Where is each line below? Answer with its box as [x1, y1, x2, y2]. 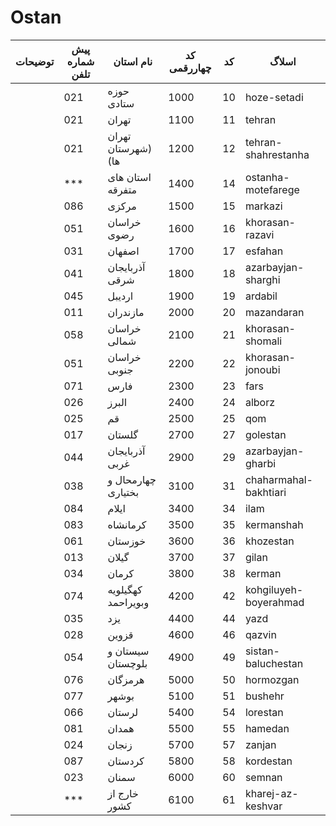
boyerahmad [244, 595, 305, 609]
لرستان [107, 705, 139, 719]
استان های [107, 170, 152, 184]
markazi [244, 199, 283, 213]
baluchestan [244, 656, 304, 670]
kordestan [244, 754, 293, 768]
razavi [244, 227, 275, 241]
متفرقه [107, 182, 138, 196]
